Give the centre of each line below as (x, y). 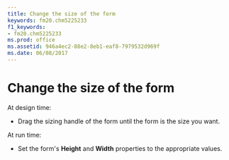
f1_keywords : (27, 27)
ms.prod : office (31, 40)
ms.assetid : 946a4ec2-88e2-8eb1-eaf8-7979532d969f (84, 47)
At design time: (29, 107)
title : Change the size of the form (61, 14)
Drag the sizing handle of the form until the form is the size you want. (119, 121)
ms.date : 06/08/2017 (38, 54)
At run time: (24, 135)
